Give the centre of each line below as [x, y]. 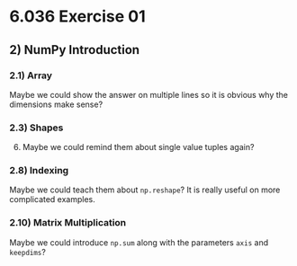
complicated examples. [53, 199]
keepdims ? [28, 252]
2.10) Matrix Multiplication [68, 223]
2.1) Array [31, 75]
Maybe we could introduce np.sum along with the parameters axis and [139, 242]
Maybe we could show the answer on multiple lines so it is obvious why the [149, 94]
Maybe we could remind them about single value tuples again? [138, 147]
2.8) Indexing [39, 171]
